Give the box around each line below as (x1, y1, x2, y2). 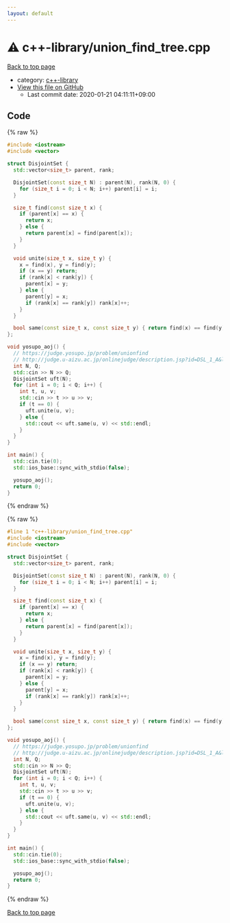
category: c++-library (16, 75, 79, 84)
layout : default (7, 10, 53, 17)
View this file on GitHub (16, 83, 84, 91)
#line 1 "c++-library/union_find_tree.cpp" (7, 528, 133, 535)
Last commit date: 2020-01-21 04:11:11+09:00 (27, 90, 156, 98)
